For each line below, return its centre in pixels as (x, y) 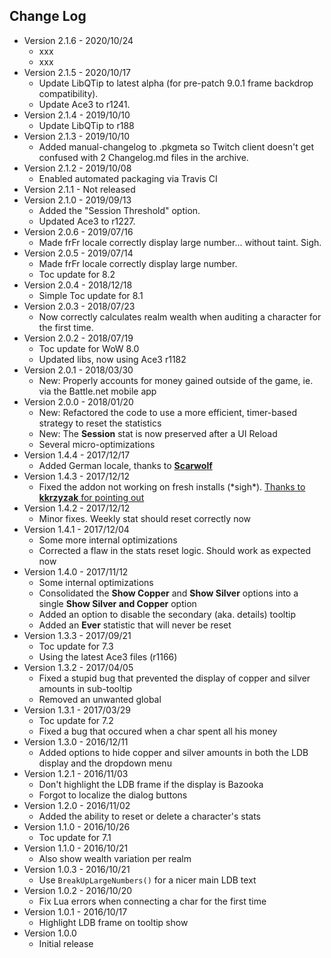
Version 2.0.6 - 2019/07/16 (78, 231)
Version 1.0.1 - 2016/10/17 (75, 911)
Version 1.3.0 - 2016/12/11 (76, 741)
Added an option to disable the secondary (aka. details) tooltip (167, 614)
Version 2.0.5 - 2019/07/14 (78, 253)
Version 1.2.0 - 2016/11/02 (77, 805)
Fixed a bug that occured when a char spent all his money (158, 731)
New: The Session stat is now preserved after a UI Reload (158, 433)
